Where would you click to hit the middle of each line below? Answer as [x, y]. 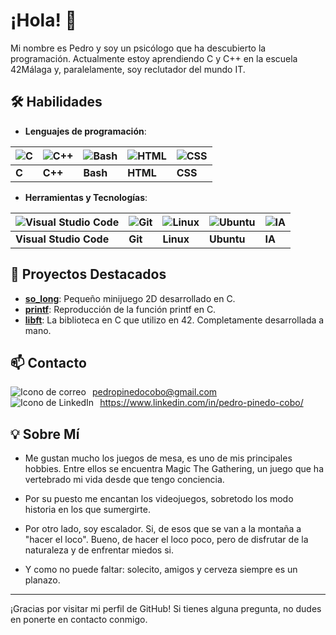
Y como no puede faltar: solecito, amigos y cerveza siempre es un [161, 570]
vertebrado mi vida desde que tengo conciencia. [124, 480]
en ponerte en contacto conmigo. [79, 620]
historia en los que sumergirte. [87, 510]
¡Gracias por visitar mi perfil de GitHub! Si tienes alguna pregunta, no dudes [166, 609]
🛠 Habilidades [56, 102]
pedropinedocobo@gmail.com [154, 392]
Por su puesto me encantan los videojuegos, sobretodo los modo [159, 499]
